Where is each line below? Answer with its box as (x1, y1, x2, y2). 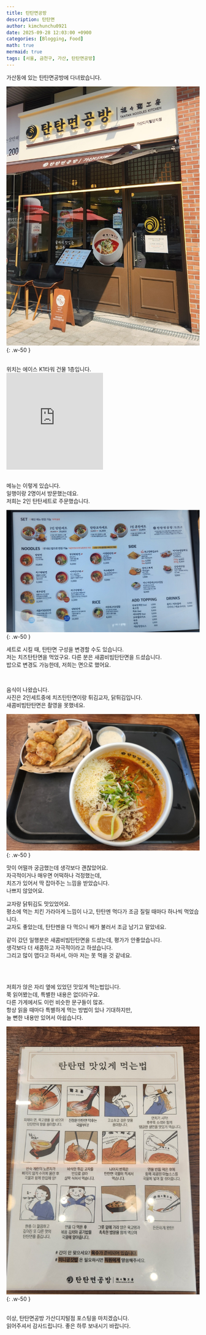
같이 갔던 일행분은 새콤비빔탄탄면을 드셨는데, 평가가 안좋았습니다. (6, 936, 162, 943)
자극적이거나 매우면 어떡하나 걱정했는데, (6, 871, 102, 879)
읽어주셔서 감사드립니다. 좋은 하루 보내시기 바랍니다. (6, 1322, 131, 1329)
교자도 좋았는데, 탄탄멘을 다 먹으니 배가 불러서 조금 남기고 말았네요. (6, 923, 167, 930)
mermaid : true (6, 49, 43, 55)
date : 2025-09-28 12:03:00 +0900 (6, 30, 92, 36)
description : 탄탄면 (6, 16, 55, 23)
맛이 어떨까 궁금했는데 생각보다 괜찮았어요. (6, 864, 109, 871)
